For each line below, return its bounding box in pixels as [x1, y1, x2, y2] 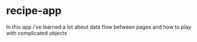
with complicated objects [6, 29, 68, 36]
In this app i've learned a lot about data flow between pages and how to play [6, 23, 192, 30]
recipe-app [6, 4, 62, 17]
